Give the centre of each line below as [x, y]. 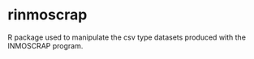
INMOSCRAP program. [45, 45]
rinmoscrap [47, 15]
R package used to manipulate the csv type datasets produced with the [127, 37]
